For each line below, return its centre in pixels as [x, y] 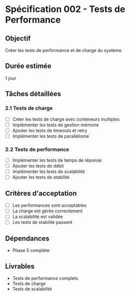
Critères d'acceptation [41, 193]
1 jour [11, 78]
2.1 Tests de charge [29, 108]
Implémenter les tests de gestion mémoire [56, 125]
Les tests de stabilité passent [42, 222]
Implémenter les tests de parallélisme [51, 136]
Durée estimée [28, 66]
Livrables [20, 266]
